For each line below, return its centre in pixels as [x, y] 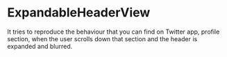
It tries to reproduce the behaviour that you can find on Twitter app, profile [113, 32]
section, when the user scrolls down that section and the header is [102, 38]
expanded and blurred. [40, 46]
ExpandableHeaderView [79, 13]
